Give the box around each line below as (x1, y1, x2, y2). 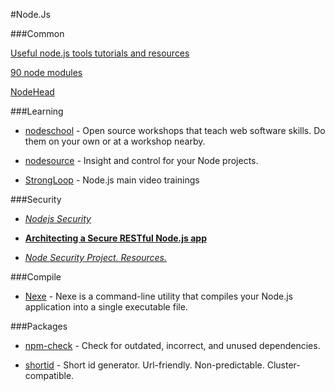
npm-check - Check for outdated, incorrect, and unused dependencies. (24, 340, 321, 351)
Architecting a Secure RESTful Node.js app (24, 232, 207, 244)
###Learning (10, 105, 64, 117)
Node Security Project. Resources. (24, 252, 167, 263)
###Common (10, 28, 65, 39)
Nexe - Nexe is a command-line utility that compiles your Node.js (24, 290, 293, 302)
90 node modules (10, 67, 83, 78)
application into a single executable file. (24, 301, 188, 313)
